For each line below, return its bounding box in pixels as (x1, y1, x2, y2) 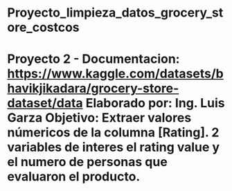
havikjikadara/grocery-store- (7, 81, 179, 96)
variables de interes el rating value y (7, 140, 220, 155)
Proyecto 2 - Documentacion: (7, 51, 180, 67)
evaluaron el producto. (7, 169, 141, 185)
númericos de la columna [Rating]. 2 (7, 125, 220, 140)
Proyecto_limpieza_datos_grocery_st (7, 5, 224, 21)
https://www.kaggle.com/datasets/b (7, 66, 224, 82)
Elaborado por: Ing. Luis (85, 95, 225, 111)
